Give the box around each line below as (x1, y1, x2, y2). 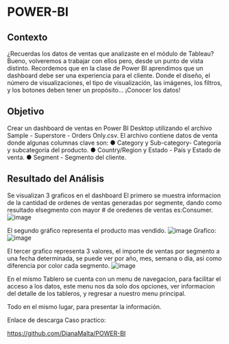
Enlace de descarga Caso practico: (7, 316, 106, 324)
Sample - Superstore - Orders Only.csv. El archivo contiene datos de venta (7, 131, 218, 139)
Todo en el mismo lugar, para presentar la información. (7, 302, 162, 310)
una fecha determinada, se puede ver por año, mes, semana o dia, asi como (7, 254, 222, 262)
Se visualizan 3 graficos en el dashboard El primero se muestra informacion (7, 191, 221, 199)
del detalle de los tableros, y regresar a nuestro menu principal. (7, 289, 186, 297)
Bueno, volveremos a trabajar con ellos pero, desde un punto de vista (7, 57, 204, 65)
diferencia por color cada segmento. (7, 261, 110, 269)
